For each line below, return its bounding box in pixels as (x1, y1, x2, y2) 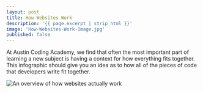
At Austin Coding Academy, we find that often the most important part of (6, 48, 190, 56)
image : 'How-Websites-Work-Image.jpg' (6, 26, 105, 32)
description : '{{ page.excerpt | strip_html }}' (6, 20, 133, 26)
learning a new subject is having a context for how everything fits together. (6, 55, 195, 62)
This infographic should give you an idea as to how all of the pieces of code (6, 62, 197, 69)
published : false (6, 32, 51, 38)
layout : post (6, 9, 40, 15)
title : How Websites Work (6, 15, 72, 21)
